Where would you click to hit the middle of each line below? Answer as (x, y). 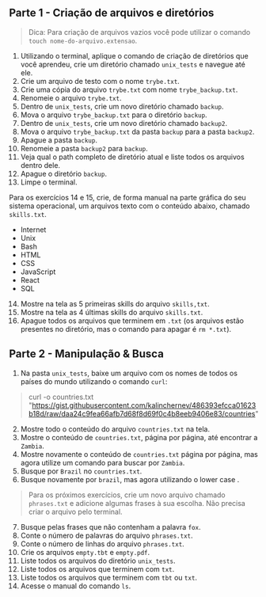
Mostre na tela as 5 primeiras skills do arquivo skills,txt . (115, 303)
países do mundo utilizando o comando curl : (94, 381)
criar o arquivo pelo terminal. (75, 511)
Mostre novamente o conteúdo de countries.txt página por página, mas (139, 454)
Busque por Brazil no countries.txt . (81, 471)
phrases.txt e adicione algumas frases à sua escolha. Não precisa (137, 503)
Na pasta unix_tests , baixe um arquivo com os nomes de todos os (129, 373)
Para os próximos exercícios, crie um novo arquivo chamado (127, 495)
